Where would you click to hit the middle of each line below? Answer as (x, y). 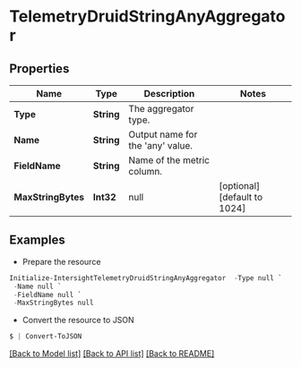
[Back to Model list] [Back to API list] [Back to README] (112, 354)
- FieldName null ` (47, 294)
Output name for (163, 134)
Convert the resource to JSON (78, 320)
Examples (37, 240)
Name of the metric (169, 160)
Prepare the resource (61, 261)
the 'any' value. (161, 145)
